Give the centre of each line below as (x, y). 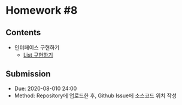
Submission (28, 74)
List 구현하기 (38, 55)
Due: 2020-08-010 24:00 (45, 88)
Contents (23, 33)
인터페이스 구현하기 (37, 47)
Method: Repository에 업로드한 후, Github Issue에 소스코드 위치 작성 (95, 95)
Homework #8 (42, 10)
